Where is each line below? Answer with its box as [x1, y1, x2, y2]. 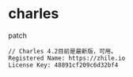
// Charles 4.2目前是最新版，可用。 [8, 47, 117, 55]
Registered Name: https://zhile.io [8, 54, 126, 62]
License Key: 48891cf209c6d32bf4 [8, 60, 119, 69]
